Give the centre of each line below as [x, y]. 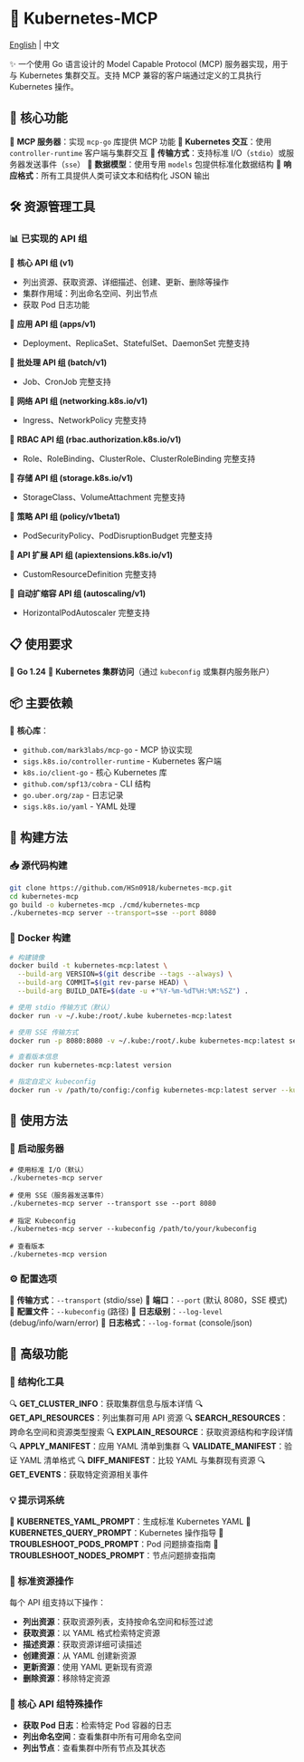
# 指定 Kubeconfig [43, 1221]
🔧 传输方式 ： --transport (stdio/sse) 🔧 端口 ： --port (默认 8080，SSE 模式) [148, 1300]
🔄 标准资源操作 [42, 1581]
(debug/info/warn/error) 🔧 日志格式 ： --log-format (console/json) [131, 1323]
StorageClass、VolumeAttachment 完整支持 [104, 497]
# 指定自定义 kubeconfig [53, 1082]
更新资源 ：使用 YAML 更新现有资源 [87, 1667]
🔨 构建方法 [38, 838]
